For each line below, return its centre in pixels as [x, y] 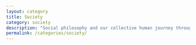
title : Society [24, 17]
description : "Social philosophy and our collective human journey [90, 28]
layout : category [27, 11]
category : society [28, 22]
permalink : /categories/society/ [47, 33]
